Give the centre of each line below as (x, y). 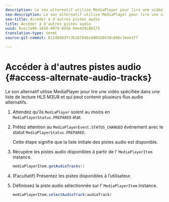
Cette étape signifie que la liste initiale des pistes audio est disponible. (85, 142)
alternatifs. (16, 102)
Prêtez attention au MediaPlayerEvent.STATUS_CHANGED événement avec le (88, 127)
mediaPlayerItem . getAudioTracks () (49, 166)
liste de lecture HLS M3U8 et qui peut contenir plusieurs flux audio (74, 97)
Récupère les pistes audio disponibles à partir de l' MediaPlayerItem (82, 151)
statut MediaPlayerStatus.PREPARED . (49, 132)
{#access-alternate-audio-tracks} (78, 78)
